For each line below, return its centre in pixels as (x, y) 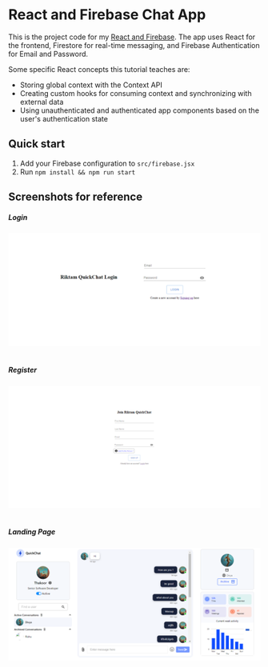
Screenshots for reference (75, 197)
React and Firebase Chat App (107, 15)
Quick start (37, 144)
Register (23, 370)
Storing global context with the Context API (91, 85)
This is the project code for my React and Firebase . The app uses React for (132, 37)
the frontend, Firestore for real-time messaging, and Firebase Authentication (134, 45)
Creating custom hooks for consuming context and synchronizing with (136, 93)
